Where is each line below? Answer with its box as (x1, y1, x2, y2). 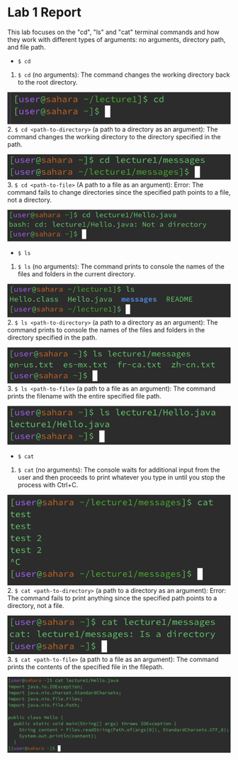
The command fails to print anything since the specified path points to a (7, 594, 217, 602)
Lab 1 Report (7, 4, 81, 21)
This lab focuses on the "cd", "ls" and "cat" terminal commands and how (7, 28, 220, 36)
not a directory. (7, 195, 52, 204)
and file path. (7, 43, 46, 51)
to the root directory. (17, 77, 78, 86)
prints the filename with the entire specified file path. (7, 392, 161, 401)
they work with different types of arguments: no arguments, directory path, (7, 35, 226, 43)
